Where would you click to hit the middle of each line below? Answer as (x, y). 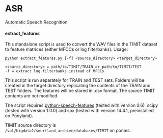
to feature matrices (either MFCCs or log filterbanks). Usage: (67, 49)
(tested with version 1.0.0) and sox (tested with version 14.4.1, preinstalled (79, 111)
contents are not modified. (32, 96)
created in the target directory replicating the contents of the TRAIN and (78, 86)
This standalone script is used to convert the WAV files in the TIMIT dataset (81, 44)
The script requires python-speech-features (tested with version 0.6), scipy (81, 105)
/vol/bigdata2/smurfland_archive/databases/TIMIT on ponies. (68, 131)
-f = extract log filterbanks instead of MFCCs (55, 71)
